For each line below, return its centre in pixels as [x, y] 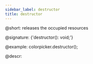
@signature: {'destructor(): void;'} [39, 37]
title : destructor [24, 14]
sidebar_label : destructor [33, 9]
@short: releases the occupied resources [47, 28]
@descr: [13, 56]
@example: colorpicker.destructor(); [42, 47]
